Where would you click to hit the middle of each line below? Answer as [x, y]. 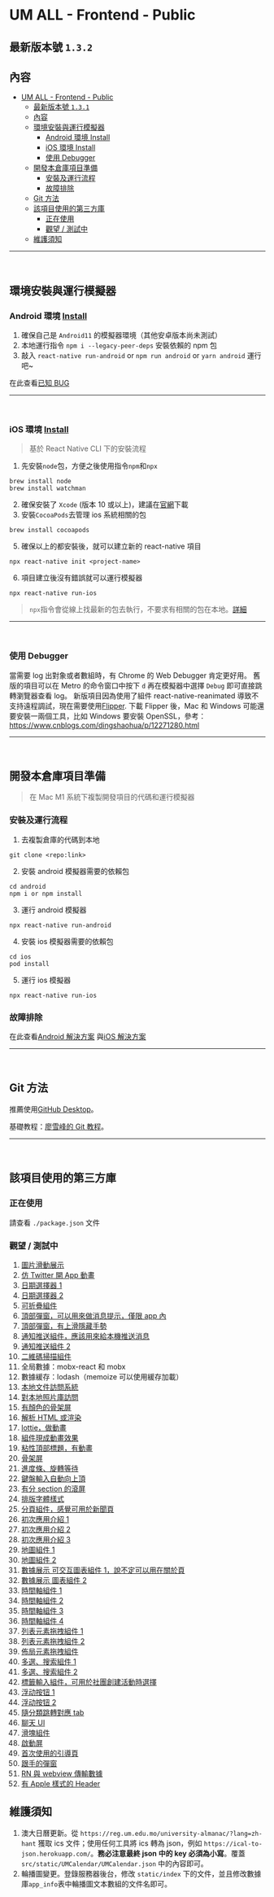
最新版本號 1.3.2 [51, 47]
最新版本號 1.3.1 [61, 107]
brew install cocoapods [50, 531]
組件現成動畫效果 [50, 1437]
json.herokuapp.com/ [56, 1854]
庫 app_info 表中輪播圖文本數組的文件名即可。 [96, 1884]
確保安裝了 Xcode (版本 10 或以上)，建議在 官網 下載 [105, 505]
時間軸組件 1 [41, 1590]
